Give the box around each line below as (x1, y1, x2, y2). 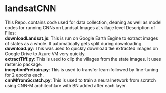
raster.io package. (5, 61, 42, 67)
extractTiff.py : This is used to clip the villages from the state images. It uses (5, 56, 161, 62)
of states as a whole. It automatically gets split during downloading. (5, 40, 143, 46)
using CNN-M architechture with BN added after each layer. (5, 82, 127, 88)
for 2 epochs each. (5, 72, 44, 78)
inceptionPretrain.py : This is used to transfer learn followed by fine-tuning (5, 66, 159, 72)
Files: (5, 30, 16, 36)
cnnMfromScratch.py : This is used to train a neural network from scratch (5, 77, 156, 83)
